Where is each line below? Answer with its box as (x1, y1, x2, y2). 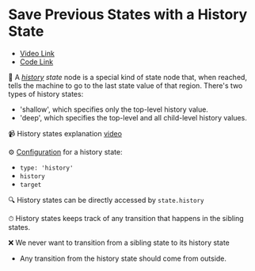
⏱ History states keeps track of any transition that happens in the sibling (8, 213, 244, 223)
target (19, 181, 42, 189)
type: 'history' (19, 164, 74, 172)
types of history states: (8, 89, 84, 98)
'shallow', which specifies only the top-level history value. (19, 105, 208, 114)
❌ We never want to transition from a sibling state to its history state (8, 238, 230, 247)
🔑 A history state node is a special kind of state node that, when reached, (8, 72, 248, 82)
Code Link (19, 57, 54, 67)
